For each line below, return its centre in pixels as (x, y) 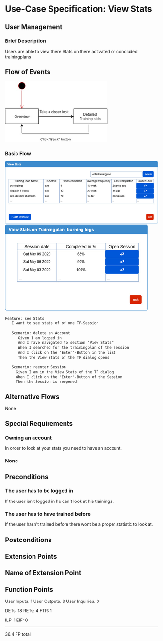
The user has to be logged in (39, 490)
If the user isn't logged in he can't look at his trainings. (59, 501)
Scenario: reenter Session (39, 367)
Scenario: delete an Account (41, 333)
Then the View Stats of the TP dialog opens (64, 357)
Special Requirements (39, 424)
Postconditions (28, 540)
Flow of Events (28, 72)
